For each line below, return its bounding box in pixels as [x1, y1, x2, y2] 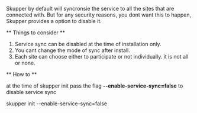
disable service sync [6, 89, 57, 95]
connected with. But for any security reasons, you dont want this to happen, [6, 11, 192, 18]
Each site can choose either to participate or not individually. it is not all [14, 53, 189, 60]
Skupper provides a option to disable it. [6, 18, 102, 24]
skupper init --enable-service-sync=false [6, 100, 108, 107]
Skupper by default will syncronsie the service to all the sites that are [6, 5, 175, 12]
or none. [14, 59, 35, 66]
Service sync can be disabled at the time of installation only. [14, 41, 162, 47]
